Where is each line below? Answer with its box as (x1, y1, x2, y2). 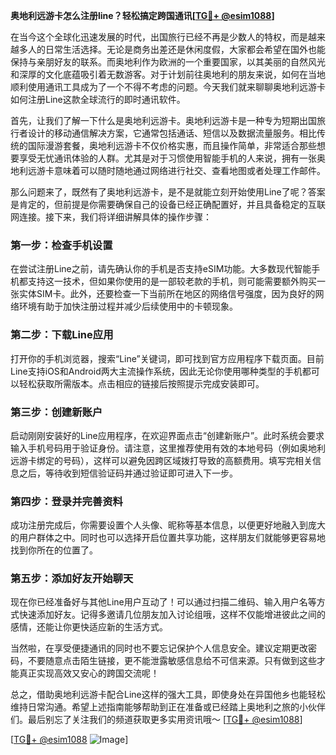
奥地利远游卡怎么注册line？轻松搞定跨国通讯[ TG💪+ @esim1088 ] (10, 10, 275, 21)
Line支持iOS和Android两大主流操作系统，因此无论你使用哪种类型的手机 (10, 365, 303, 377)
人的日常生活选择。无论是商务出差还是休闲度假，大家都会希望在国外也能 (27, 44, 326, 55)
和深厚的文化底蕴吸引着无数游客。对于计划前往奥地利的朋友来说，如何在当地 (10, 69, 326, 80)
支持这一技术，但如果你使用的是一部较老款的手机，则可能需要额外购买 (27, 275, 317, 288)
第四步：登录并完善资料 (10, 494, 123, 508)
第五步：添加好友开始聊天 (10, 572, 134, 586)
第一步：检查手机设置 (10, 238, 113, 252)
